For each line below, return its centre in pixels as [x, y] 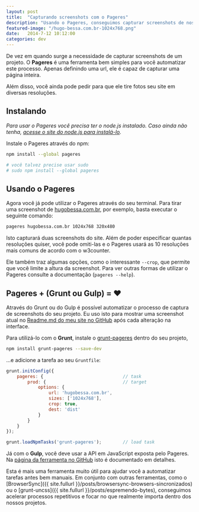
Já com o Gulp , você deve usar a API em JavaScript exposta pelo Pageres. [98, 453]
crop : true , [63, 404]
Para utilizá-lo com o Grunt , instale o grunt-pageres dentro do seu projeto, [97, 338]
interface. [18, 326]
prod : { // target [87, 382]
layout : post [22, 12]
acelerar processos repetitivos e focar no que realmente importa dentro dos [99, 497]
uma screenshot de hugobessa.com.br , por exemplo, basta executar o [92, 209]
